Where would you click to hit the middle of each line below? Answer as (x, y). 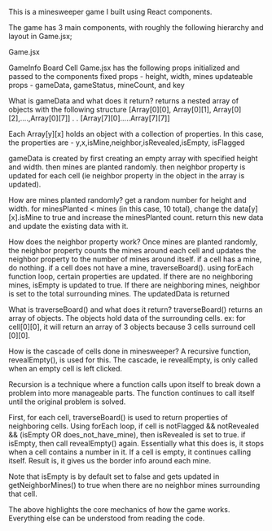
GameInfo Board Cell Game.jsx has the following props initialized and (124, 68)
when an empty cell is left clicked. (66, 369)
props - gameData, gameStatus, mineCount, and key (97, 85)
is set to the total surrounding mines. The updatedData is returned (119, 294)
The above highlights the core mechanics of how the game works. (119, 509)
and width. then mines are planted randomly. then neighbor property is (127, 167)
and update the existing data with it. (68, 226)
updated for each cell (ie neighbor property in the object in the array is (127, 176)
